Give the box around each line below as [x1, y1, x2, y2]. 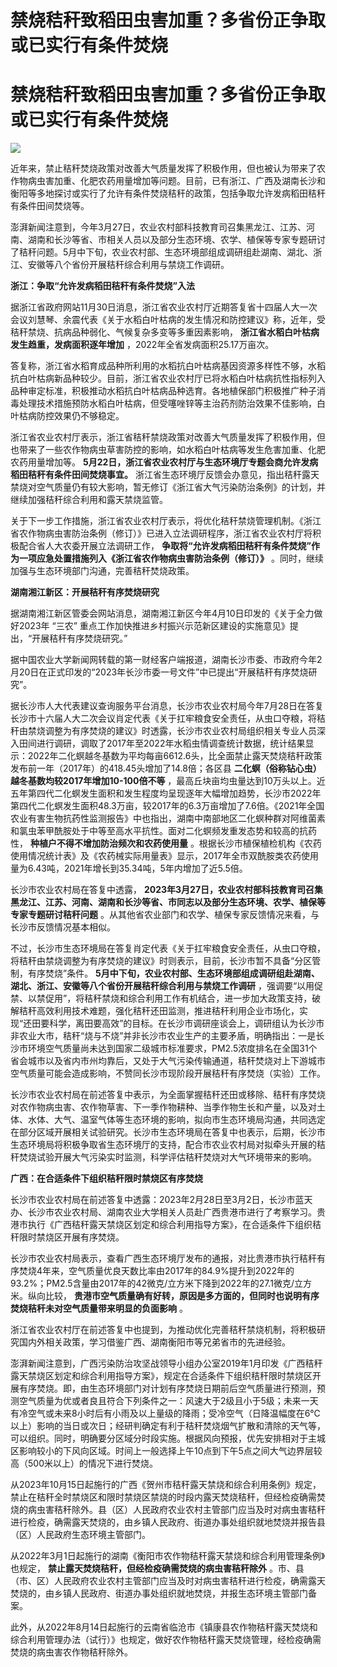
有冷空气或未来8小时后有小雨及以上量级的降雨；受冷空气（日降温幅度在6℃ [10, 1407, 321, 1420]
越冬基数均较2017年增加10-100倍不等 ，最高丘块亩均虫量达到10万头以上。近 [10, 775, 326, 787]
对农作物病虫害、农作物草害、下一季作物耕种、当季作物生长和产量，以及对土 [10, 1101, 326, 1113]
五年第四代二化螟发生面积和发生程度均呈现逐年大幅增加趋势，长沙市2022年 [10, 787, 322, 800]
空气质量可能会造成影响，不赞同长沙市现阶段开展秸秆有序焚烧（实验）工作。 [10, 1067, 326, 1080]
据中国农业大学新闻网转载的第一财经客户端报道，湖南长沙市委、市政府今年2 [10, 654, 323, 666]
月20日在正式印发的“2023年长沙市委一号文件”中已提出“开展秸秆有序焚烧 [10, 666, 309, 678]
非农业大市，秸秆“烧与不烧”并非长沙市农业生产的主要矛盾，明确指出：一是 [10, 1030, 317, 1042]
